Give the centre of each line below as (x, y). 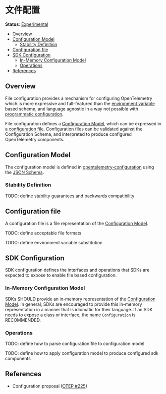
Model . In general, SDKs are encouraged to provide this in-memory (74, 304)
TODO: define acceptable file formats (43, 233)
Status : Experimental (27, 24)
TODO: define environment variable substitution (54, 242)
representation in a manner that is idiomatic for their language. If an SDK (79, 309)
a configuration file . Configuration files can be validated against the (74, 129)
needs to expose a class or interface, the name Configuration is (70, 315)
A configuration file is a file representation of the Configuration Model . (77, 223)
